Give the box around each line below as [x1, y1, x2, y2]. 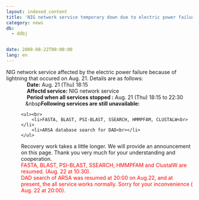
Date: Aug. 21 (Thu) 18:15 [26, 81, 88, 88]
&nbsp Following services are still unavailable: [25, 100, 140, 107]
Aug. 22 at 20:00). [21, 186, 66, 193]
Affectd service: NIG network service [26, 87, 120, 94]
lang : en [6, 52, 28, 58]
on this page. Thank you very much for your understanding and [21, 149, 176, 156]
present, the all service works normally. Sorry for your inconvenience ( [21, 180, 193, 188]
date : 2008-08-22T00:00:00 [6, 47, 73, 53]
